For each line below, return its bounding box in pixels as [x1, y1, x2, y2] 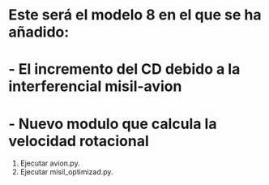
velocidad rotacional [8, 131, 150, 150]
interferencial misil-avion [8, 77, 182, 96]
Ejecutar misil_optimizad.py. [19, 167, 113, 177]
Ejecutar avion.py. [19, 158, 80, 168]
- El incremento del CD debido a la [8, 60, 241, 79]
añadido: [8, 23, 70, 41]
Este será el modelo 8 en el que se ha [8, 6, 262, 24]
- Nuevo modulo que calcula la [8, 114, 217, 133]
